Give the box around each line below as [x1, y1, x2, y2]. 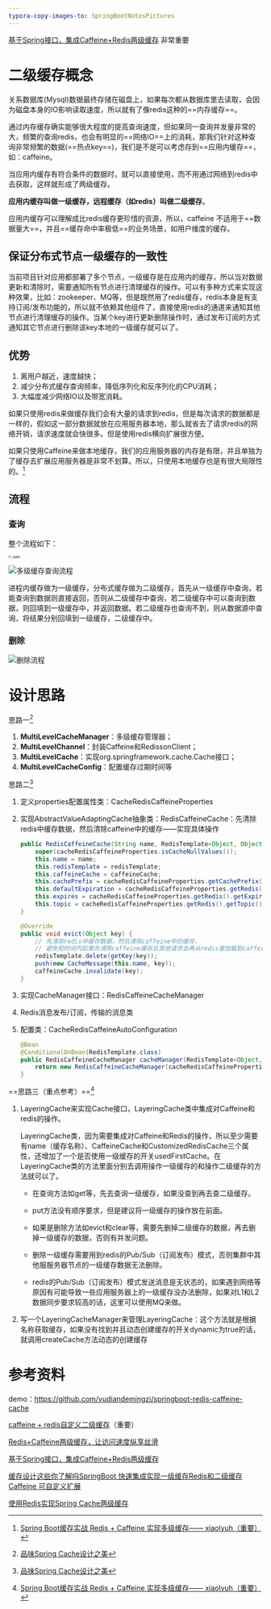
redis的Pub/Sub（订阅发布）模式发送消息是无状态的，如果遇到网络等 [31, 1277, 261, 1286]
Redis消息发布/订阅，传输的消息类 [19, 1007, 134, 1017]
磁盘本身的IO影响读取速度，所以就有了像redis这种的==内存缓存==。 [15, 104, 242, 114]
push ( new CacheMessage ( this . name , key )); [35, 960, 176, 968]
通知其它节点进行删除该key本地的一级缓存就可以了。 [8, 323, 183, 332]
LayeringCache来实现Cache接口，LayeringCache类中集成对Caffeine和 [19, 1103, 256, 1113]
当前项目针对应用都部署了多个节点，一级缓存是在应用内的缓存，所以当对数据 [8, 272, 263, 282]
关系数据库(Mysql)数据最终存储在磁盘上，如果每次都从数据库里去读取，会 [8, 94, 253, 104]
